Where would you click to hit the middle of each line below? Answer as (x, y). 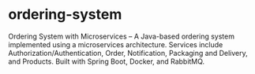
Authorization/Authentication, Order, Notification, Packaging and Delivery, (128, 53)
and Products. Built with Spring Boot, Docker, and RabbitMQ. (107, 61)
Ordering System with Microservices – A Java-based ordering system (122, 36)
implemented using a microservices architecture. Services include (116, 44)
